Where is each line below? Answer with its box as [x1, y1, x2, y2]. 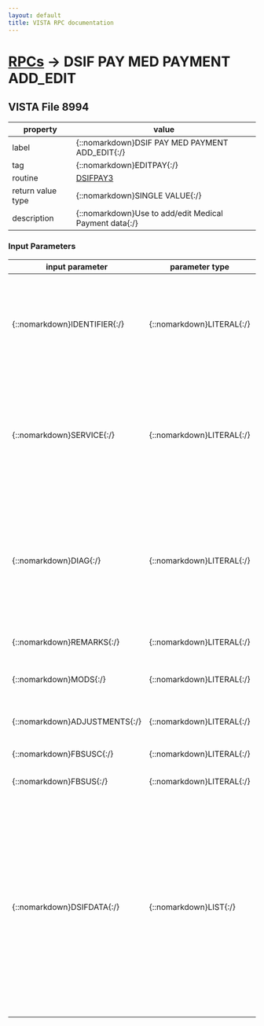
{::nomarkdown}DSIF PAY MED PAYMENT [75, 137, 229, 148]
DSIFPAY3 [75, 172, 114, 183]
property [23, 123, 57, 134]
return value [12, 185, 57, 196]
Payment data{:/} [75, 217, 139, 228]
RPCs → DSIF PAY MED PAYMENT [8, 53, 231, 71]
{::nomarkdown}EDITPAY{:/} [75, 159, 178, 170]
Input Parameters [8, 241, 76, 252]
